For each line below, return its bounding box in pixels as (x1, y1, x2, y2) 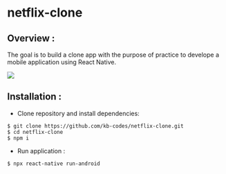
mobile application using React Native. (7, 58, 116, 66)
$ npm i (7, 135, 30, 142)
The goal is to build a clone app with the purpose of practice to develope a (7, 50, 220, 59)
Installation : (7, 91, 62, 103)
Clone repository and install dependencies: (17, 109, 140, 117)
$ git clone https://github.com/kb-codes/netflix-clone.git (7, 122, 185, 129)
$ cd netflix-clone (7, 128, 64, 135)
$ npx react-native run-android (7, 160, 100, 167)
